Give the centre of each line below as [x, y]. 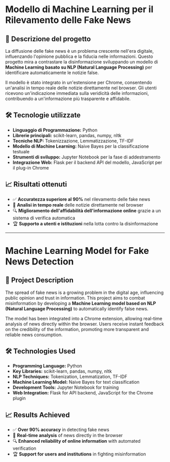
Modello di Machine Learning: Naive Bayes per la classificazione [81, 146]
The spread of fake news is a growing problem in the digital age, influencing [84, 292]
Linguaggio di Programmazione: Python [55, 130]
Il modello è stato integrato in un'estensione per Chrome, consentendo [79, 82]
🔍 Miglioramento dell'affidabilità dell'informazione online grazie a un [87, 210]
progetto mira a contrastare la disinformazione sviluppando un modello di [82, 62]
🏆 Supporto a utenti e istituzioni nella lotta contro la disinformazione [85, 223]
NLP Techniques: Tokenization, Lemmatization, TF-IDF [70, 377]
